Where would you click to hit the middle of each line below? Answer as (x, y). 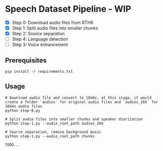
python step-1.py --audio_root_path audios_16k (54, 123)
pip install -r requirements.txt (39, 72)
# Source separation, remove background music (53, 132)
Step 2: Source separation (38, 34)
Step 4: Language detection (40, 39)
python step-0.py (23, 110)
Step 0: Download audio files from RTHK (53, 22)
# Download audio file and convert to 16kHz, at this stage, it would (78, 98)
